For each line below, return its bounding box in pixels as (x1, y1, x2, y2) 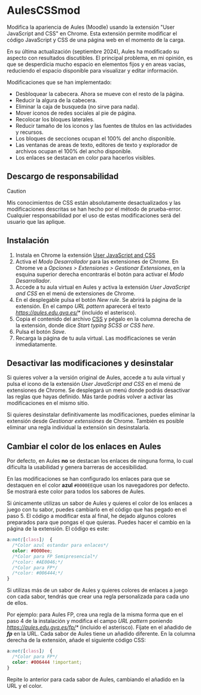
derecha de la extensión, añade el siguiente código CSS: (7, 637, 146, 644)
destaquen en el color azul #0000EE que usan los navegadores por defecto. (7, 481, 190, 489)
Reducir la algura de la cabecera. (15, 97, 98, 104)
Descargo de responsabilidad (7, 172, 119, 182)
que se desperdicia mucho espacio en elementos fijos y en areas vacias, (7, 61, 186, 68)
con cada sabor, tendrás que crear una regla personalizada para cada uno (7, 593, 190, 600)
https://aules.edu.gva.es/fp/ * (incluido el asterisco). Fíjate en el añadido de (7, 624, 192, 631)
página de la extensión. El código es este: (7, 525, 109, 532)
